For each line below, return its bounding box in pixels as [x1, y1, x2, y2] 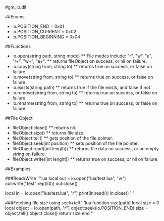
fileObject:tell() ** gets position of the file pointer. [12, 135, 113, 141]
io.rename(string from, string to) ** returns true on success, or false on [12, 100, 158, 106]
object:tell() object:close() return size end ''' [5, 210, 95, 216]
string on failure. [12, 151, 46, 157]
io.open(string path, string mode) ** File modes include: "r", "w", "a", [12, 53, 153, 59]
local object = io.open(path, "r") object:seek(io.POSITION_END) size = [5, 205, 148, 211]
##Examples [5, 166, 31, 172]
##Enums [5, 14, 25, 19]
